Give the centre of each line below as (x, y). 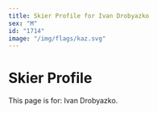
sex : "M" (23, 23)
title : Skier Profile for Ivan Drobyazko (79, 16)
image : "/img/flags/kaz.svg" (57, 38)
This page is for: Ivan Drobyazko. (63, 101)
